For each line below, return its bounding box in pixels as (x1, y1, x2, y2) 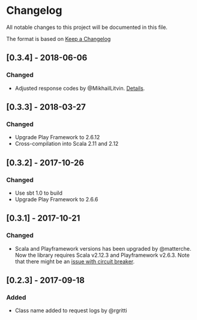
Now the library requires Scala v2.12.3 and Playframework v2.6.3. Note (14, 251, 190, 259)
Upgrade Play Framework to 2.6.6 (14, 196, 98, 202)
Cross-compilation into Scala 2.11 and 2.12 (14, 140, 119, 148)
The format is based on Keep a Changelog (6, 35, 111, 42)
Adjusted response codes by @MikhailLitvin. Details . (14, 84, 145, 92)
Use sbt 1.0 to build (14, 189, 63, 196)
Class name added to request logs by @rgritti (14, 307, 127, 314)
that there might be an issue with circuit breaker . (14, 257, 135, 265)
